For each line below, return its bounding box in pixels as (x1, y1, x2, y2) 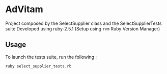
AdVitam (5, 4, 43, 15)
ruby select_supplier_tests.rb (5, 63, 72, 69)
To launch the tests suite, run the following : (5, 54, 97, 60)
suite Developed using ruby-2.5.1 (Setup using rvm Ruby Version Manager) (5, 25, 160, 31)
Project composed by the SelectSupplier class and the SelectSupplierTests (5, 20, 162, 26)
